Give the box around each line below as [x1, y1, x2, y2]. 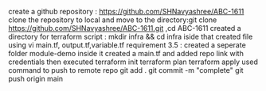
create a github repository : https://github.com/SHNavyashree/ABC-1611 [8, 7, 244, 16]
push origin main [8, 74, 64, 83]
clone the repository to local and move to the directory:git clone [8, 15, 217, 25]
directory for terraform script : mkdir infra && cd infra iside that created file [8, 32, 253, 41]
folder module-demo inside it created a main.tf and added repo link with [8, 49, 244, 58]
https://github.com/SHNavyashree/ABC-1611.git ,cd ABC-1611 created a [8, 24, 241, 32]
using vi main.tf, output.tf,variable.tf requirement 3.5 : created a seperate [8, 40, 247, 50]
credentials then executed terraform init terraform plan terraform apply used [8, 57, 259, 66]
